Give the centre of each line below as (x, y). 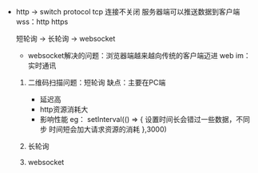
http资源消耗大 (64, 109)
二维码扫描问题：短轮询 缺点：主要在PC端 (97, 83)
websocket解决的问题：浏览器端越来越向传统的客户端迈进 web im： (139, 55)
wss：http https (42, 22)
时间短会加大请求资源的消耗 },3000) (108, 129)
